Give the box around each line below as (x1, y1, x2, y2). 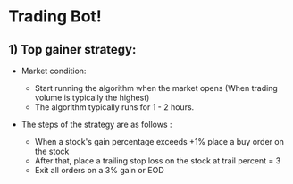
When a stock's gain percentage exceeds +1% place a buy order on (34, 137, 285, 146)
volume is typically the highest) (34, 92, 150, 103)
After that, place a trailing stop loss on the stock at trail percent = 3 (34, 155, 281, 166)
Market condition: (21, 65, 87, 76)
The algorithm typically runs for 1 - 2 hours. (34, 102, 195, 113)
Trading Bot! (8, 6, 102, 27)
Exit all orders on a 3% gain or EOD (34, 165, 164, 175)
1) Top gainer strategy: (8, 42, 137, 57)
